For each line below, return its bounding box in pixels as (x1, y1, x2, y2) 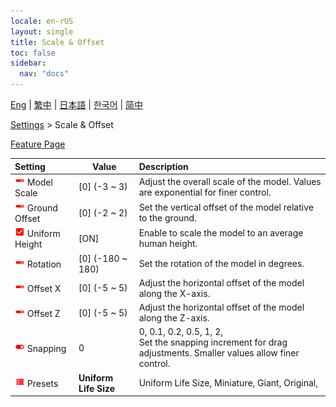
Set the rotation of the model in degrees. (138, 258, 305, 269)
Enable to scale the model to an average (138, 227, 304, 239)
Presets (26, 378, 59, 389)
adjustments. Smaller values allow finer (138, 347, 300, 359)
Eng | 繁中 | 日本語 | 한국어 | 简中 (10, 99, 144, 110)
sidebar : (10, 58, 47, 69)
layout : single (10, 26, 74, 37)
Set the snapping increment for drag (138, 336, 288, 349)
